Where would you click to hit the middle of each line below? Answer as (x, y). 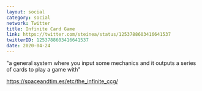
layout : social (26, 12)
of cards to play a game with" (43, 69)
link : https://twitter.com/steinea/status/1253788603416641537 (89, 35)
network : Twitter (28, 23)
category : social (28, 18)
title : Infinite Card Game (41, 29)
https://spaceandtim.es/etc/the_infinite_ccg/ (62, 81)
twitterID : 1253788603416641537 (47, 40)
